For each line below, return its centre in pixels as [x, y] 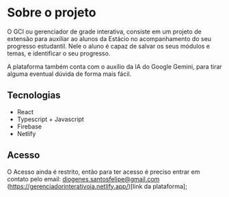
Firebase [29, 126]
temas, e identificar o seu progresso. [59, 53]
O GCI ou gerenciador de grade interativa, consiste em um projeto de [104, 31]
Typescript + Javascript [50, 119]
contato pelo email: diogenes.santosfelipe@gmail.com [83, 179]
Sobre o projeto [52, 13]
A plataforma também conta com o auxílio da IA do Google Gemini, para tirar [114, 66]
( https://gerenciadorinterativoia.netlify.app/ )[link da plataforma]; [97, 186]
